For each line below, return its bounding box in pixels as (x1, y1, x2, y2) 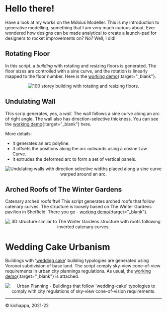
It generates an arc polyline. (12, 140, 70, 146)
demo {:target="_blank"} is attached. (5, 273, 80, 279)
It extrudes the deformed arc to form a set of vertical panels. (12, 156, 137, 162)
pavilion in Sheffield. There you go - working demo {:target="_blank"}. (5, 209, 148, 215)
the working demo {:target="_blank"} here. (5, 121, 91, 127)
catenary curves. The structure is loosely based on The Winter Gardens (5, 204, 152, 210)
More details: (5, 130, 32, 136)
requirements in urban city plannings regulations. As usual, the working (5, 268, 151, 274)
